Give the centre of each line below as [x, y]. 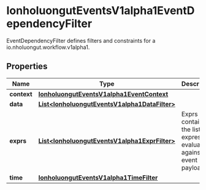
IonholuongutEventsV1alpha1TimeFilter [98, 177]
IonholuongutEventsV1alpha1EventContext [103, 94]
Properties [27, 66]
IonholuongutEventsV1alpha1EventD [101, 11]
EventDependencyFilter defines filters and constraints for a [81, 40]
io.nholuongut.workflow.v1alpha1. [48, 47]
